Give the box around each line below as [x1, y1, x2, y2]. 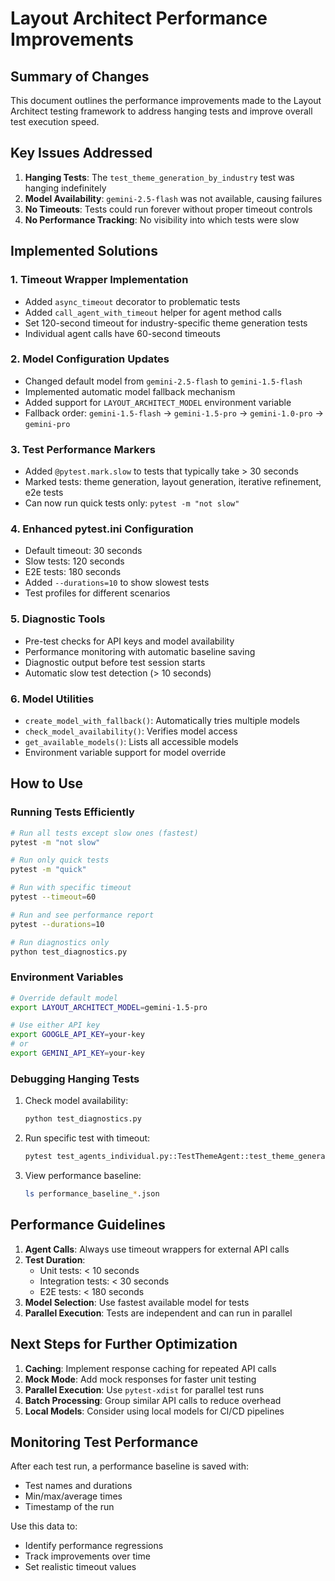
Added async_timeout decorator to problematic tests [24, 295, 241, 307]
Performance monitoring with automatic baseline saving [24, 645, 256, 657]
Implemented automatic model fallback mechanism [24, 385, 236, 397]
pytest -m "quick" [10, 865, 87, 875]
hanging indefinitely [24, 182, 107, 194]
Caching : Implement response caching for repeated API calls [24, 1362, 277, 1374]
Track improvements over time [24, 1550, 151, 1562]
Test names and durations [24, 1480, 133, 1492]
